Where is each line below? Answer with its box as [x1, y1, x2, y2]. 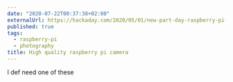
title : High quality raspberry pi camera [7, 49, 129, 56]
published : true [7, 23, 54, 30]
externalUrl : [7, 17, 45, 24]
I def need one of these [7, 67, 74, 76]
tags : [7, 29, 23, 37]
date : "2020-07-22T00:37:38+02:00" [7, 10, 110, 17]
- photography [13, 42, 54, 49]
